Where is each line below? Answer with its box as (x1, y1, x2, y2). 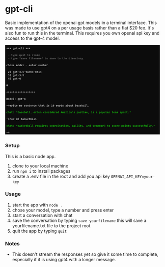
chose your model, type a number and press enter (12, 207, 114, 213)
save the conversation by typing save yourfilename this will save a (12, 217, 146, 223)
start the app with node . (12, 202, 63, 208)
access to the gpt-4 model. (5, 35, 60, 41)
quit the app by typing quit (12, 228, 67, 234)
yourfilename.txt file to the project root (12, 222, 91, 229)
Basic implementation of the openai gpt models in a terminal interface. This (5, 20, 157, 26)
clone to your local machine (12, 163, 69, 169)
